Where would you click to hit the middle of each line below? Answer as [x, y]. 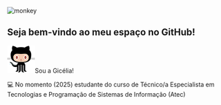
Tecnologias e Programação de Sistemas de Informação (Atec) [96, 94]
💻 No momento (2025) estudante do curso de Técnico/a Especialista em [111, 84]
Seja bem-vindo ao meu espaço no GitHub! [101, 32]
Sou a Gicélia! [55, 70]
